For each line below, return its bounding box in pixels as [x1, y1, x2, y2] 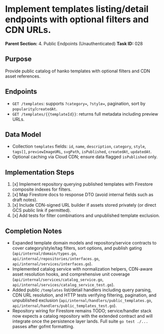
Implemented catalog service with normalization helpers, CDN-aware [12, 266, 153, 272]
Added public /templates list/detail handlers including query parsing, [12, 287, 152, 293]
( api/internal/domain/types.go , [12, 250, 77, 256]
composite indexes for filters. [12, 186, 72, 192]
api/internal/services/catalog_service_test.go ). [12, 282, 115, 287]
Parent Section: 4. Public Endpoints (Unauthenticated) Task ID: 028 [5, 40, 143, 46]
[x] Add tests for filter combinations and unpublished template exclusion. [12, 213, 160, 218]
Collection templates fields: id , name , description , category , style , [12, 144, 146, 150]
